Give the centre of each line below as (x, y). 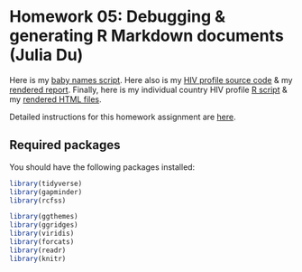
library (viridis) (42, 234)
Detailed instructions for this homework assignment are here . (123, 117)
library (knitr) (38, 258)
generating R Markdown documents (146, 36)
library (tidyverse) (46, 183)
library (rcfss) (38, 201)
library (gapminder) (46, 192)
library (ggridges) (44, 225)
